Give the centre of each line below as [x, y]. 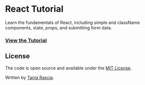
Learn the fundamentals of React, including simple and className [72, 22]
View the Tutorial [26, 40]
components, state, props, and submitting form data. [59, 27]
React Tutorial [34, 9]
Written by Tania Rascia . [30, 77]
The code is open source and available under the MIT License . [69, 68]
